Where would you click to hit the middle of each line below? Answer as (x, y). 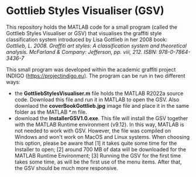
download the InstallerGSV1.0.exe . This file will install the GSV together (101, 118)
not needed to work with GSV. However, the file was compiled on (93, 131)
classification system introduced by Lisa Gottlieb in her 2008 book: (87, 39)
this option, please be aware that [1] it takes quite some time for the (96, 143)
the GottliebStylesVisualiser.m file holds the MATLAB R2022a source (99, 93)
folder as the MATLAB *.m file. (51, 112)
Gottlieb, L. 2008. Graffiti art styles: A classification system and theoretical (97, 46)
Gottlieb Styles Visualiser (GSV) (85, 11)
